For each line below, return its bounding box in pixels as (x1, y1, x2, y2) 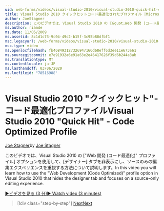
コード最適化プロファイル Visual (5, 105, 134, 116)
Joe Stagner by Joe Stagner (5, 142, 61, 148)
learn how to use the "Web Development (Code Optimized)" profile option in (5, 170, 158, 176)
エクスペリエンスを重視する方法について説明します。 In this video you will (9, 164, 156, 171)
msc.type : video (5, 43, 38, 48)
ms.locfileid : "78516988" (5, 71, 58, 76)
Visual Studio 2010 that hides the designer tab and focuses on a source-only (5, 175, 159, 181)
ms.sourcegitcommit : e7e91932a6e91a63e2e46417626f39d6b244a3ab (5, 52, 137, 58)
